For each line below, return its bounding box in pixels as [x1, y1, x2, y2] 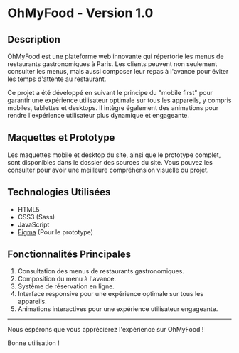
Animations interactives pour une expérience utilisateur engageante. [17, 305, 218, 313]
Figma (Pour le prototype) [17, 227, 94, 236]
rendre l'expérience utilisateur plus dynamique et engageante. [7, 112, 190, 119]
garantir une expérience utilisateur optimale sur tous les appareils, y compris [7, 96, 232, 104]
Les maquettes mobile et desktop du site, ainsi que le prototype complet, [7, 151, 221, 159]
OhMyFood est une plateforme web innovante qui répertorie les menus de [7, 52, 224, 60]
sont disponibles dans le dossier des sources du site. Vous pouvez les [7, 158, 213, 166]
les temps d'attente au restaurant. [7, 75, 107, 83]
